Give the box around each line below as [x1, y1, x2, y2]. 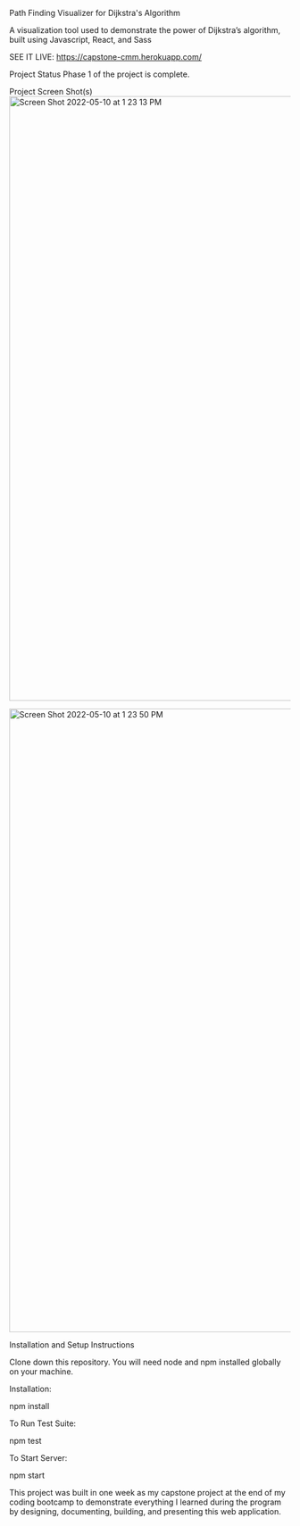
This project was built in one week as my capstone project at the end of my [9, 1488, 286, 1497]
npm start [9, 1470, 46, 1480]
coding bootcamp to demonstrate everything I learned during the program [9, 1497, 282, 1507]
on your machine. [9, 1366, 74, 1377]
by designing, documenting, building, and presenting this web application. [9, 1506, 281, 1516]
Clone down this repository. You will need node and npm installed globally [9, 1356, 281, 1367]
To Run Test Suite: [9, 1418, 77, 1429]
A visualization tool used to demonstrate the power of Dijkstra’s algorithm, [9, 25, 281, 35]
